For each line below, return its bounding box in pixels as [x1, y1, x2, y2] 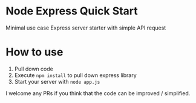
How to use [5, 45, 64, 59]
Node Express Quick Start [5, 4, 139, 18]
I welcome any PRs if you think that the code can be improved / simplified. [5, 89, 191, 97]
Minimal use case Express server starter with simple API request [5, 24, 166, 31]
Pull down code [14, 65, 54, 72]
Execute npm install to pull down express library [14, 71, 137, 79]
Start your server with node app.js [14, 78, 100, 85]
